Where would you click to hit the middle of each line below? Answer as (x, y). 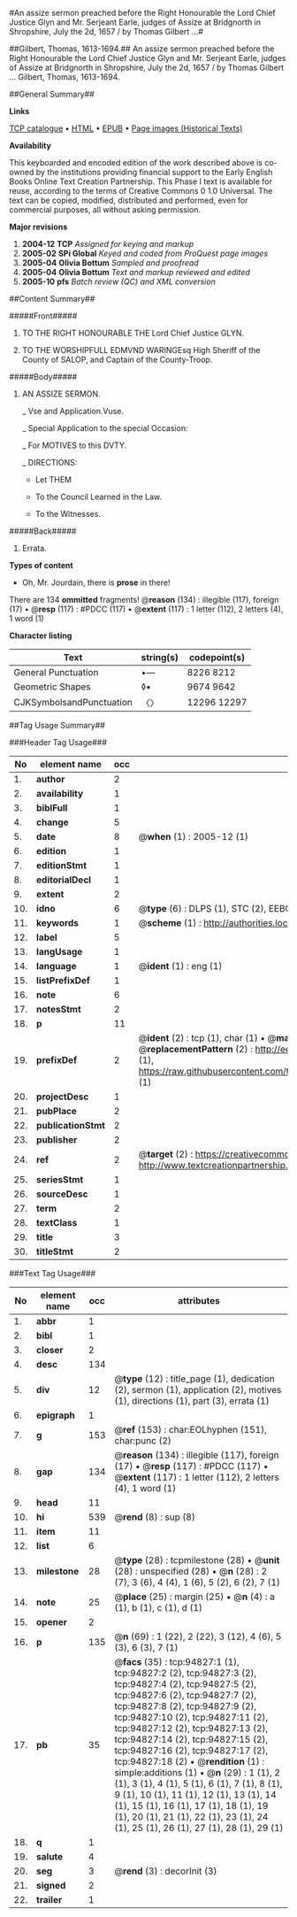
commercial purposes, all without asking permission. (105, 210)
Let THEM (53, 480)
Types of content (41, 565)
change (53, 822)
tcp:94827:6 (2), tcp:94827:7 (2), (186, 1695)
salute (50, 1856)
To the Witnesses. (68, 514)
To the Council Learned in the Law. (99, 497)
